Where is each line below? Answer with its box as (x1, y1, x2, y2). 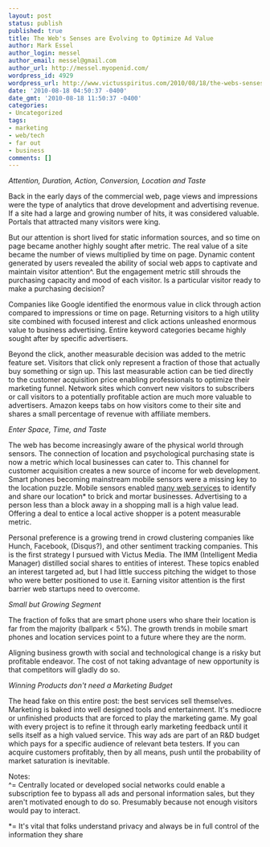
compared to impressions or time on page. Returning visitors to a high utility (8, 308, 260, 318)
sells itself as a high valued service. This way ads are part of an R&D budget (8, 730, 260, 740)
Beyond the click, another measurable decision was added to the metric (8, 349, 247, 359)
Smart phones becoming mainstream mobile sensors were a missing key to (8, 475, 257, 484)
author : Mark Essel (8, 42, 74, 50)
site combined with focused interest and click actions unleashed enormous (8, 317, 257, 327)
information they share (8, 830, 84, 840)
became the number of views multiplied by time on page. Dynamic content (8, 250, 256, 260)
